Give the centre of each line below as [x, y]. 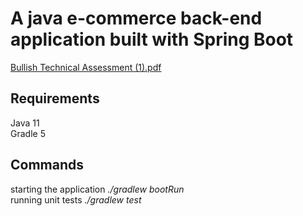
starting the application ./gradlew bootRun [97, 189]
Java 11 [25, 123]
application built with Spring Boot [152, 39]
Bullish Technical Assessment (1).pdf [86, 67]
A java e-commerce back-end [136, 18]
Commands [47, 165]
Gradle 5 [28, 133]
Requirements [55, 98]
